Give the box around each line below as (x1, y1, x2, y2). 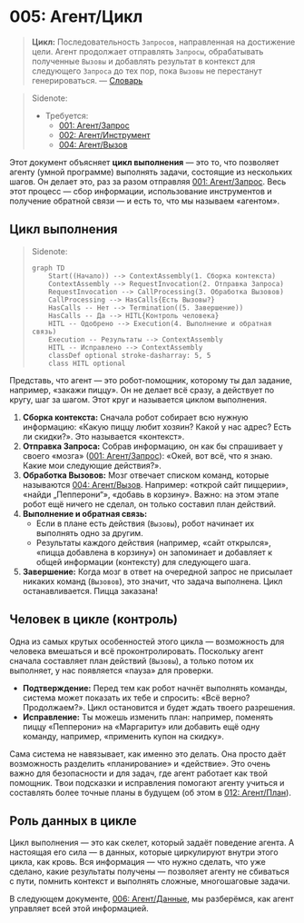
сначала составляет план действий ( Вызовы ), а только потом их (9, 655, 254, 666)
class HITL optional (48, 359, 126, 368)
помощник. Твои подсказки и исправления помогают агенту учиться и (9, 777, 285, 788)
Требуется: (44, 110, 89, 121)
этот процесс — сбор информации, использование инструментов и (9, 185, 272, 196)
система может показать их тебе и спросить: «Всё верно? (22, 692, 250, 703)
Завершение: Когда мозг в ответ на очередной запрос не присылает (22, 566, 293, 577)
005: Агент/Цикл (9, 6, 143, 27)
